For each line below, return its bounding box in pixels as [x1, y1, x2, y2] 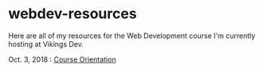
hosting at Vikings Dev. [8, 39, 84, 48]
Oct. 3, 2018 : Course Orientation [8, 55, 116, 64]
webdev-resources [8, 5, 137, 23]
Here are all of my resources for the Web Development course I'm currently [8, 31, 256, 40]
